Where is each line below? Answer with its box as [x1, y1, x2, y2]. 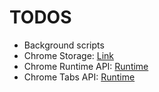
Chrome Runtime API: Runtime [23, 60, 149, 72]
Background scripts [23, 39, 105, 51]
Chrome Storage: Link [23, 49, 115, 61]
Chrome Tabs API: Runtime [23, 71, 136, 83]
